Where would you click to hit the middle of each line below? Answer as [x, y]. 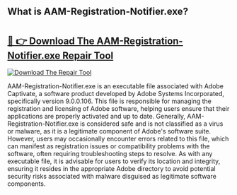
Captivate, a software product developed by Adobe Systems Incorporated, [116, 94]
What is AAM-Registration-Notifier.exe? [98, 12]
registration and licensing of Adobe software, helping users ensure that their [118, 108]
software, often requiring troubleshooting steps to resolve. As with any [110, 154]
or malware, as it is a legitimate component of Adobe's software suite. [109, 131]
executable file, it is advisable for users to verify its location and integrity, [114, 161]
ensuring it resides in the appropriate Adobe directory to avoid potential [111, 169]
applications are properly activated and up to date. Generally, [97, 116]
